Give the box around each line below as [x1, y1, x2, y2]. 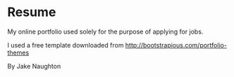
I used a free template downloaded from [7, 41, 124, 49]
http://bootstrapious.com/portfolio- [125, 41, 228, 49]
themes [7, 48, 30, 57]
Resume [7, 4, 56, 20]
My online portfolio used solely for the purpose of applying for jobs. [7, 27, 204, 36]
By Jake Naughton [7, 62, 61, 70]
